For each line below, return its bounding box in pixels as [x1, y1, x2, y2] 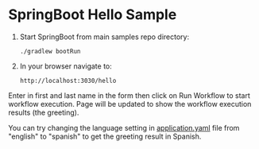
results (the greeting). [8, 108, 79, 117]
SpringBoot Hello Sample [8, 6, 177, 24]
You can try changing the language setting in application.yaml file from [8, 123, 240, 132]
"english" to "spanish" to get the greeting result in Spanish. [8, 131, 202, 141]
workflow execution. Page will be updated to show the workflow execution [8, 99, 252, 108]
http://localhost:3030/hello [19, 76, 117, 84]
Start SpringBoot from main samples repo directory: [19, 32, 189, 41]
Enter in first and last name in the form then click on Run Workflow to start [8, 90, 250, 100]
